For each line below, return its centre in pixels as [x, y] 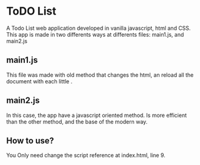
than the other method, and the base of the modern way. [77, 121]
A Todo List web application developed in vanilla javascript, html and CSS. [98, 28]
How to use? [30, 140]
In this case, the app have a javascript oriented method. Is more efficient [96, 115]
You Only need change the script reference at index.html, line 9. [86, 155]
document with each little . [39, 81]
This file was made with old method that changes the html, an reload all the [100, 75]
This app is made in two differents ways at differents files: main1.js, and [95, 34]
